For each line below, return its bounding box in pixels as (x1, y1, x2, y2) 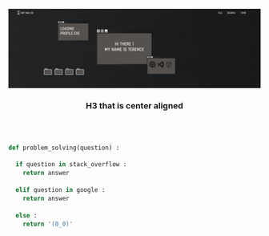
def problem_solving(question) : (8, 144, 120, 152)
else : (15, 211, 38, 219)
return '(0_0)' (22, 220, 74, 228)
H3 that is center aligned (85, 100, 184, 112)
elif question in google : (15, 186, 106, 194)
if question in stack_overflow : (15, 161, 127, 169)
